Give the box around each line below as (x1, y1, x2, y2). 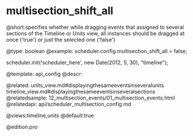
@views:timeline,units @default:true (6, 112, 94, 119)
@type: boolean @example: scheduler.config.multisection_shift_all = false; (6, 47, 188, 54)
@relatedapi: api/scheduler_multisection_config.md (6, 100, 131, 107)
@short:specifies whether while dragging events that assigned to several (6, 24, 184, 31)
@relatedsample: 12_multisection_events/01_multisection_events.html (6, 94, 175, 101)
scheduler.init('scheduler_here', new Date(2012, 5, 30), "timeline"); (6, 59, 169, 66)
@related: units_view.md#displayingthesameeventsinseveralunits (6, 81, 165, 89)
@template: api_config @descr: (6, 70, 83, 77)
